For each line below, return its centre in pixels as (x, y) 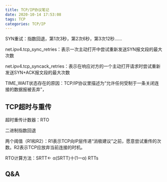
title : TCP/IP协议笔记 (27, 10)
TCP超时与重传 (28, 107)
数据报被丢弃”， (30, 89)
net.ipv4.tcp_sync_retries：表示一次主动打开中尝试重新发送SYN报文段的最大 (84, 49)
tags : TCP (15, 19)
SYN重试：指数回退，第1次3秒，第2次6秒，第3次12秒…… (64, 39)
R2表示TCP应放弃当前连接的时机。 (49, 147)
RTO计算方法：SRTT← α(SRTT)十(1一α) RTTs (52, 158)
